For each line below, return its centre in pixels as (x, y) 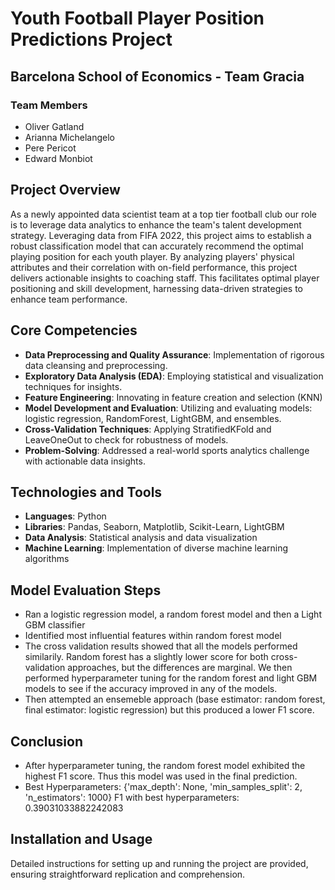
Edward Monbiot (58, 158)
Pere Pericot (50, 148)
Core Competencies (74, 330)
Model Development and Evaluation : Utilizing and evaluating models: (168, 408)
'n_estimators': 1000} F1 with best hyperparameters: (132, 797)
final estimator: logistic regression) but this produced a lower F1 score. (169, 710)
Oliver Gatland (54, 126)
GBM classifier (55, 625)
